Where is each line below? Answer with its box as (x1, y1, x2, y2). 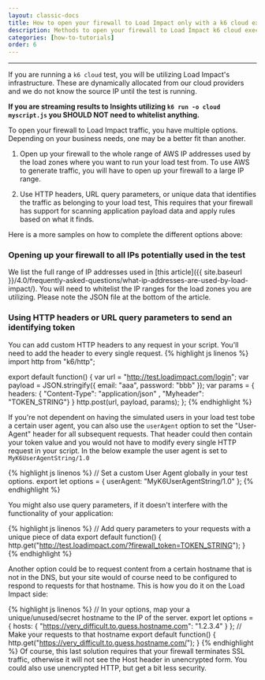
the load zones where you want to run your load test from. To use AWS (19, 158, 250, 167)
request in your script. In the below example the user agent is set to (8, 446, 227, 455)
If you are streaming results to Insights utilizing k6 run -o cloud (8, 102, 221, 111)
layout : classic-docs (8, 11, 80, 20)
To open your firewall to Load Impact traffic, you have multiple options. (8, 125, 238, 135)
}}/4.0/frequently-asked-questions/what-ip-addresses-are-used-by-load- (8, 276, 248, 285)
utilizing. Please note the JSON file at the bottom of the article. (8, 292, 211, 302)
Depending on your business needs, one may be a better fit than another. (8, 134, 246, 143)
